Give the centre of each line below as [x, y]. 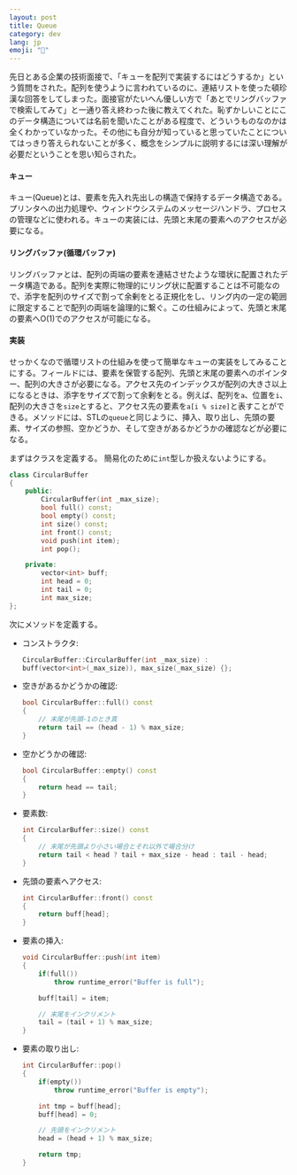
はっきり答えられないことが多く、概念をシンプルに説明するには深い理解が [152, 144]
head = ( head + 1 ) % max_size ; [96, 1139]
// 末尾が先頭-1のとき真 [78, 720]
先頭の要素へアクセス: [62, 881]
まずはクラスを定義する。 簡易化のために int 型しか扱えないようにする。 [140, 458]
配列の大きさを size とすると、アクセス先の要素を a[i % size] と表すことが [143, 406]
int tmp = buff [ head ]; [80, 1106]
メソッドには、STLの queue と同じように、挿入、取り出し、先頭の [150, 416]
